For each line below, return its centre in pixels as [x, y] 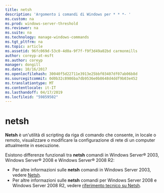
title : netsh [18, 10]
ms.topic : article [24, 46]
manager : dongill [23, 65]
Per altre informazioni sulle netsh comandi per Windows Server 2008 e [84, 180]
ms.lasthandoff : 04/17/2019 [34, 92]
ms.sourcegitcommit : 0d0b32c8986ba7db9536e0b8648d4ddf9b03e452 [71, 78]
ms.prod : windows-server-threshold [42, 23]
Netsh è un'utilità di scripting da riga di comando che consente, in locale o [81, 135]
